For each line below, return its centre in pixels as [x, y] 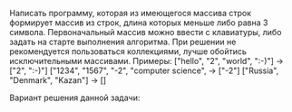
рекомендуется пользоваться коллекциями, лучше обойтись [128, 51]
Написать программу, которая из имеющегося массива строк [131, 13]
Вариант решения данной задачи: [75, 98]
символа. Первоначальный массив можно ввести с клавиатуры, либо [146, 32]
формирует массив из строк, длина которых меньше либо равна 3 [139, 23]
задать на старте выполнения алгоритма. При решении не [123, 42]
